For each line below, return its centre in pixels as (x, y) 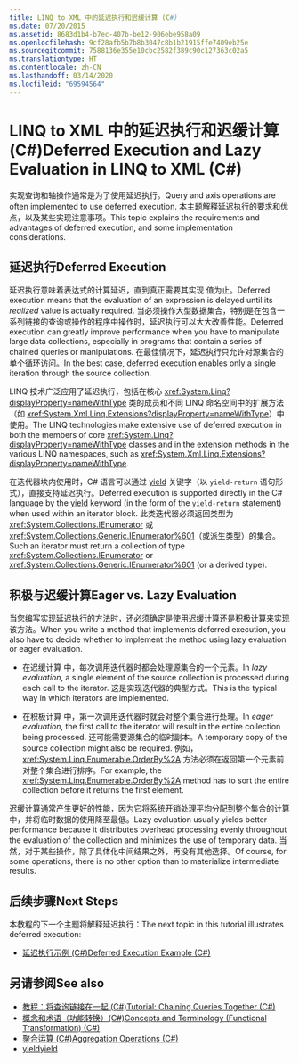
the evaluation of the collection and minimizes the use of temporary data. (143, 840)
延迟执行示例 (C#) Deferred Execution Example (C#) (116, 952)
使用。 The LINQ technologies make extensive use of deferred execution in (145, 425)
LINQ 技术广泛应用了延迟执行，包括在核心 (86, 391)
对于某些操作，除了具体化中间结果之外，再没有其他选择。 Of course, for (155, 852)
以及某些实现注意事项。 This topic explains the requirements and (142, 217)
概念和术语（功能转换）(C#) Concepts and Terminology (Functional (144, 1018)
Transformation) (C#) (61, 1027)
